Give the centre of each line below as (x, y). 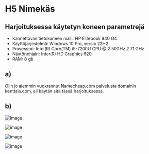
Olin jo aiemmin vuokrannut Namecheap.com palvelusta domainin (71, 86)
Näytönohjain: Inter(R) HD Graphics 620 (52, 54)
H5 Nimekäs (30, 9)
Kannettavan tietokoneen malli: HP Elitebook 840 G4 (65, 38)
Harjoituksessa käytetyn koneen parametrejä (75, 27)
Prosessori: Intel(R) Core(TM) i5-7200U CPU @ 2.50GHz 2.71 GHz (78, 49)
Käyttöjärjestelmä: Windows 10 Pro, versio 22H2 (60, 44)
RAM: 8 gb (23, 59)
